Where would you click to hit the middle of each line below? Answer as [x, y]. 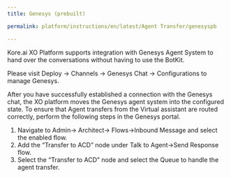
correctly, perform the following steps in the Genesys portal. [94, 117]
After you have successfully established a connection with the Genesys [110, 94]
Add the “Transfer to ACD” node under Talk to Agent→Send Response [118, 144]
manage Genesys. [33, 80]
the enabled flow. [42, 138]
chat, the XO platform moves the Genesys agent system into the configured [116, 101]
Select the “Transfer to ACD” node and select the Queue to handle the [118, 160]
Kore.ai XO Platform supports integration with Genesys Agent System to [111, 52]
